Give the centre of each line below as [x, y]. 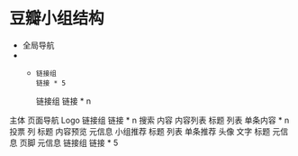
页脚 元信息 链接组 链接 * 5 [69, 142]
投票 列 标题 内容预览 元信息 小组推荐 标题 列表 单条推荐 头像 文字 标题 [140, 131]
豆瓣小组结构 [57, 18]
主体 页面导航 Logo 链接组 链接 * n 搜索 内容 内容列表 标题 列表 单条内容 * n [149, 120]
